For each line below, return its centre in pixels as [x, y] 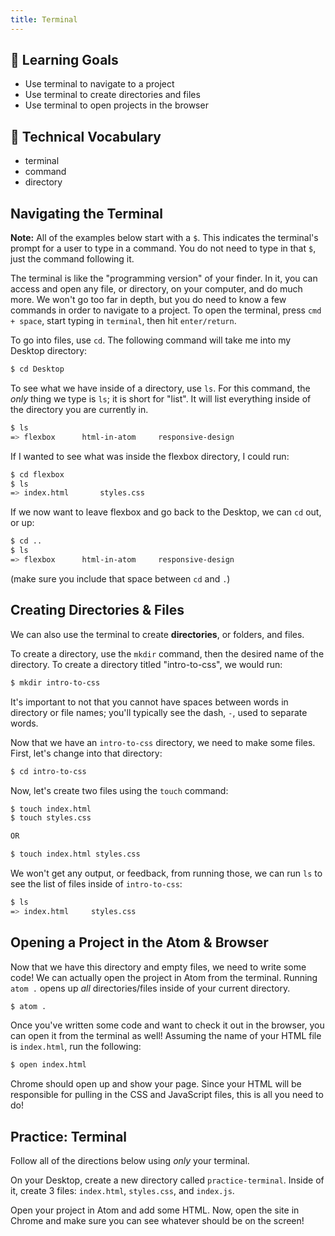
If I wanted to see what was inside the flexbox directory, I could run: [150, 456]
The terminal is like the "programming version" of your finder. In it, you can [164, 278]
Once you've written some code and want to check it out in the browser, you [167, 1025]
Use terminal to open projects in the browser [116, 105]
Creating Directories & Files [97, 610]
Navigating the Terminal [86, 213]
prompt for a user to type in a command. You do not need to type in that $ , [163, 248]
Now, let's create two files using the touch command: [119, 790]
